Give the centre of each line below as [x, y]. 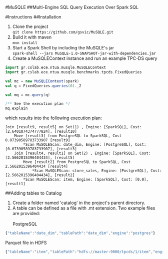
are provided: [26, 214]
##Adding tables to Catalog [33, 193]
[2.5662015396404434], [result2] [40, 175]
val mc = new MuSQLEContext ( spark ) [42, 81]
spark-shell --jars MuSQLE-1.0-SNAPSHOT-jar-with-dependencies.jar [84, 53]
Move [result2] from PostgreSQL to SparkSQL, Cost [77, 162]
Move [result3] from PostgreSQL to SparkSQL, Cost [68, 136]
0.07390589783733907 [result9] [38, 140]
